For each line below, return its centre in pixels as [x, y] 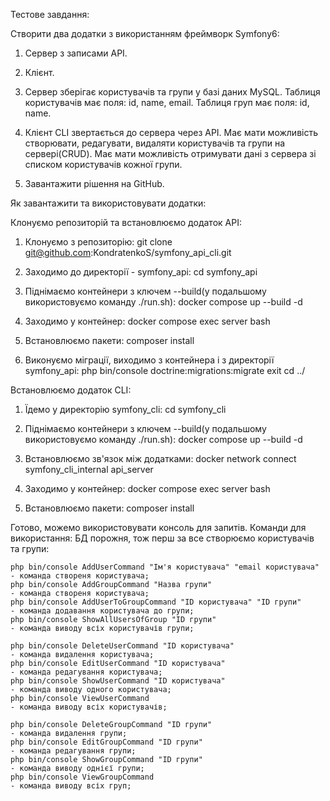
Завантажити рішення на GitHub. [94, 183]
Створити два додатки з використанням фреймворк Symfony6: [145, 33]
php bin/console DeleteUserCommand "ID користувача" [122, 646]
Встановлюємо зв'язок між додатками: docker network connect [160, 458]
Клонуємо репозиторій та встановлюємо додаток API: [126, 222]
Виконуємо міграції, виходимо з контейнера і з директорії [149, 360]
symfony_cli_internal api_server [89, 469]
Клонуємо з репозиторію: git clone [98, 242]
